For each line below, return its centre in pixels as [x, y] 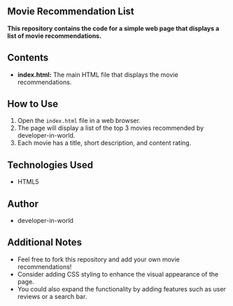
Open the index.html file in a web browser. [79, 121]
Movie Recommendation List [71, 12]
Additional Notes [45, 243]
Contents [28, 58]
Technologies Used [50, 165]
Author [23, 204]
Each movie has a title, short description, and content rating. [104, 143]
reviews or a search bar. [52, 296]
